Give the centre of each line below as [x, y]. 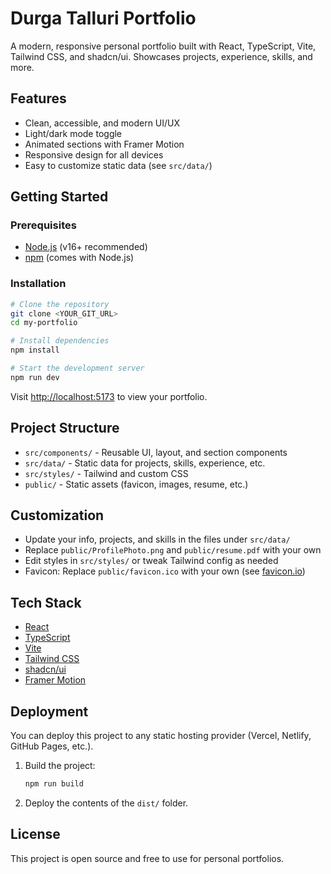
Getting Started [59, 197]
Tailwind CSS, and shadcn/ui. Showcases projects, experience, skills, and [161, 56]
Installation [38, 284]
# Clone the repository [60, 304]
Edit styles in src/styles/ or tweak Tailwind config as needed [151, 561]
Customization [57, 515]
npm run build [54, 784]
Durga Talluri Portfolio [103, 18]
